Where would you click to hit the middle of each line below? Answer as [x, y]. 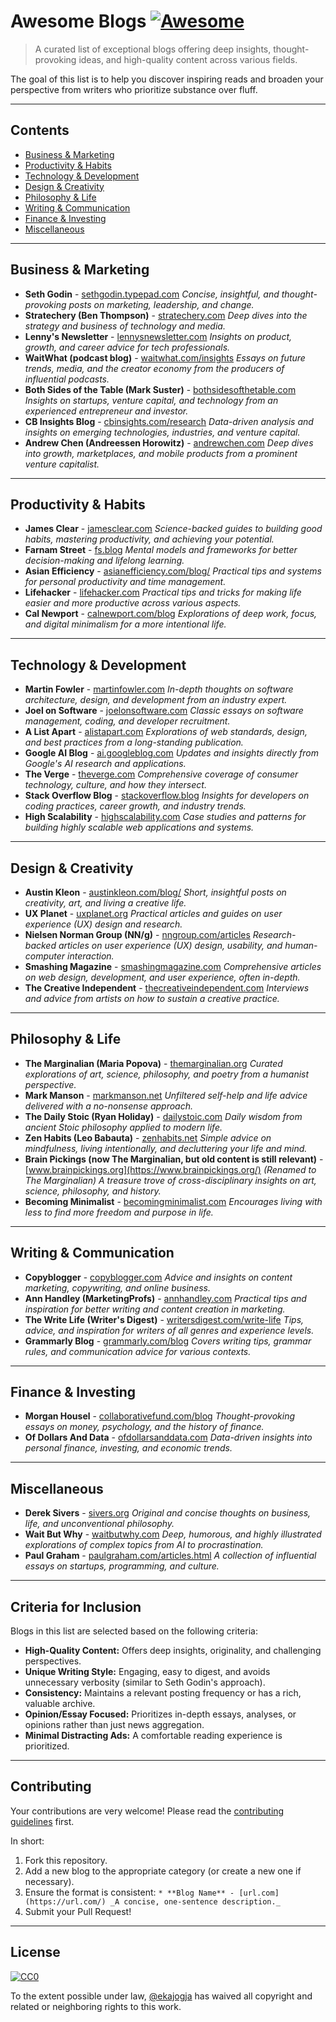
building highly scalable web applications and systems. [139, 827]
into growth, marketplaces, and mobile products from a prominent [161, 453]
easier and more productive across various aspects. [133, 603]
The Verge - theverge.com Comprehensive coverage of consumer [161, 774]
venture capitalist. [62, 464]
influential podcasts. [67, 379]
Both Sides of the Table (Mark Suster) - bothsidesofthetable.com [160, 389]
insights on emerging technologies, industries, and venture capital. [162, 432]
